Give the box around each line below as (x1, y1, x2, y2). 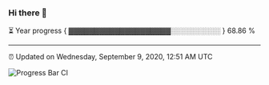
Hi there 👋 (8, 7, 48, 18)
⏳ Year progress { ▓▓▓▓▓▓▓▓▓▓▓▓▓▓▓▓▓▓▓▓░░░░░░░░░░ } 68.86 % (8, 26, 256, 35)
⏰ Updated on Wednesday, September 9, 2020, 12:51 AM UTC (8, 52, 213, 62)
